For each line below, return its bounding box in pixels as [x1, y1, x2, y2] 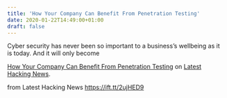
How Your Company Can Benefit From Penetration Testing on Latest [7, 63, 202, 71]
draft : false [7, 23, 45, 30]
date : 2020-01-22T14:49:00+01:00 [7, 17, 104, 23]
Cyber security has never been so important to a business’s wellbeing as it [7, 42, 220, 50]
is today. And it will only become [7, 49, 100, 57]
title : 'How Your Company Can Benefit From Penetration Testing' [7, 10, 200, 17]
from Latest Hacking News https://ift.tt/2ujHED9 [7, 84, 144, 92]
